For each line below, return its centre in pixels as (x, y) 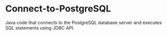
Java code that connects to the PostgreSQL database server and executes (83, 22)
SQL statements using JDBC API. (40, 27)
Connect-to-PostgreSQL (58, 9)
